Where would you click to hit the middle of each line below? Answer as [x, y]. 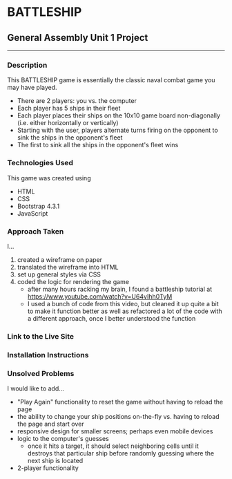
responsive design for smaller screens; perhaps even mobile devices [115, 431]
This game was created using [49, 178]
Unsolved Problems [41, 373]
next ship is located [55, 461]
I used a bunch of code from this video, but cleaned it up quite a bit [123, 303]
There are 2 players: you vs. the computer [77, 101]
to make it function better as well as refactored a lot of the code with [125, 311]
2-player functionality [48, 468]
